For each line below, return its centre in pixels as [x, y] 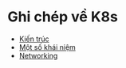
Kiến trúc [34, 39]
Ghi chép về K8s [63, 17]
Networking [38, 55]
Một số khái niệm [47, 47]
